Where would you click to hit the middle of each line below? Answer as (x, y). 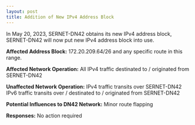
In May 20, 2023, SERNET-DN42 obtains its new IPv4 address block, (89, 33)
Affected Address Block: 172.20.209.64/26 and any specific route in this (95, 51)
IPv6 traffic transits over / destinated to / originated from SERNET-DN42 (93, 93)
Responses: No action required (44, 116)
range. (14, 58)
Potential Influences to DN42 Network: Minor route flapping (80, 104)
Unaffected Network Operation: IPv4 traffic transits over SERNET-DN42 (94, 86)
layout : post (22, 11)
